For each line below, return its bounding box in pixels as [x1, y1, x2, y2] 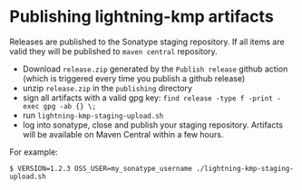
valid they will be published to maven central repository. [9, 45, 218, 56]
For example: [9, 147, 59, 157]
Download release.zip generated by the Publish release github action [22, 63, 288, 74]
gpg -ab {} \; [43, 101, 97, 110]
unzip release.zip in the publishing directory [22, 82, 193, 93]
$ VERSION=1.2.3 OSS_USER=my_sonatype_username [9, 164, 193, 173]
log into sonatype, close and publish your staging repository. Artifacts [22, 119, 284, 130]
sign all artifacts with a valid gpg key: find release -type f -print [22, 92, 274, 103]
